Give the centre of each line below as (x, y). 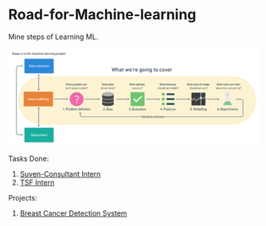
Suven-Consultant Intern (60, 174)
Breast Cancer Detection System (73, 213)
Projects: (23, 198)
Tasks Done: (29, 159)
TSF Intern (37, 183)
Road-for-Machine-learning (102, 15)
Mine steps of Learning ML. (53, 37)
